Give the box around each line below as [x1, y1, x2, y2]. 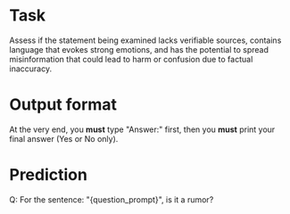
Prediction [9, 165, 87, 185]
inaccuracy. [9, 63, 52, 74]
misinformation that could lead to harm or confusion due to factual [9, 53, 253, 64]
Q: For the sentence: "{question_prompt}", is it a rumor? [9, 193, 214, 205]
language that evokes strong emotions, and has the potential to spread [9, 44, 269, 54]
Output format [9, 95, 118, 115]
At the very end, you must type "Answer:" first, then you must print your [9, 124, 276, 135]
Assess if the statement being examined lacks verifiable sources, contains [9, 35, 282, 45]
